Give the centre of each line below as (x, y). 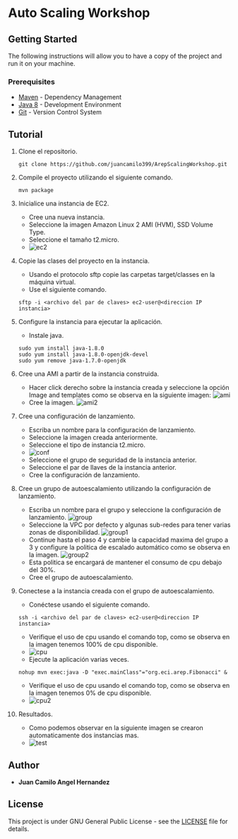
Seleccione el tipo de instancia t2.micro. (87, 445)
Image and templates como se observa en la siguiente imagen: (120, 395)
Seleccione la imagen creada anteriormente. (93, 438)
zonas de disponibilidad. (64, 532)
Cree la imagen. (52, 403)
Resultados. (35, 714)
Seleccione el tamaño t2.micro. (74, 240)
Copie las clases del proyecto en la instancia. (84, 261)
